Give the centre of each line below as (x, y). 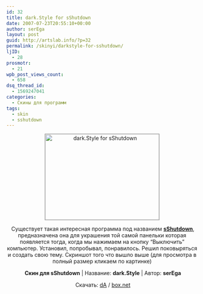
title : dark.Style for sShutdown (49, 18)
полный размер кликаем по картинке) (102, 261)
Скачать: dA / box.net (103, 285)
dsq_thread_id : (26, 86)
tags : (13, 108)
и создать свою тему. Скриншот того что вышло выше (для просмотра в (102, 255)
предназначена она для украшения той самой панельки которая (102, 235)
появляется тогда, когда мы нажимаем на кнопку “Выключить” (102, 242)
